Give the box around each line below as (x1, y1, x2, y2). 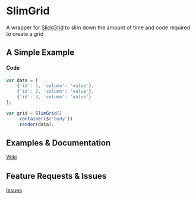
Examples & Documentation (6, 138, 111, 148)
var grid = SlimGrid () (6, 110, 62, 116)
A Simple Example (6, 48, 75, 58)
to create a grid (6, 30, 44, 37)
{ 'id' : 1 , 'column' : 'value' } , (17, 83, 94, 89)
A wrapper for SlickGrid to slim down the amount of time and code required (6, 24, 191, 31)
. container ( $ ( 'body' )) (17, 116, 73, 122)
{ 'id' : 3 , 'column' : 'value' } (17, 94, 92, 100)
